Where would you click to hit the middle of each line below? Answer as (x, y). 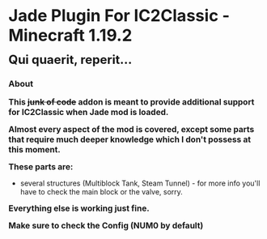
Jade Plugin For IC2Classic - (119, 16)
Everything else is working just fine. (79, 208)
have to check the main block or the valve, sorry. (102, 192)
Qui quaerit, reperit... (70, 60)
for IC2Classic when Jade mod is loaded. (89, 113)
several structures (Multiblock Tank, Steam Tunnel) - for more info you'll (140, 183)
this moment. (34, 150)
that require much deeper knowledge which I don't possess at (130, 139)
